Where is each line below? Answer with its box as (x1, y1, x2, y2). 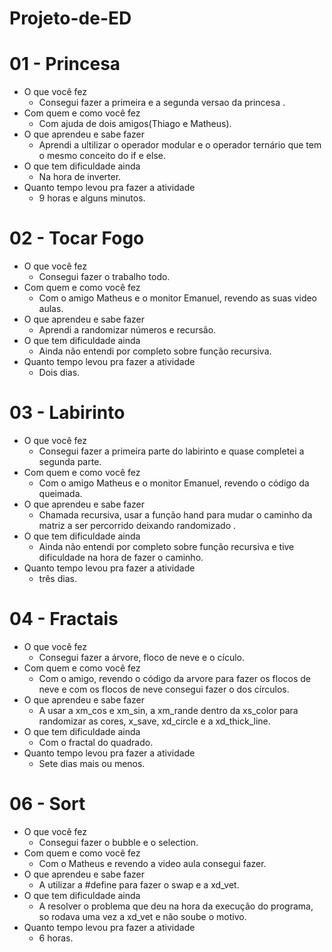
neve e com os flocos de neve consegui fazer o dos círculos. (38, 683, 290, 695)
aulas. (38, 303, 64, 315)
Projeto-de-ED (9, 7, 132, 30)
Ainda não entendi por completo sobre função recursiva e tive (38, 541, 295, 552)
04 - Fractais (9, 608, 119, 631)
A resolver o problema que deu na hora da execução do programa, (38, 900, 314, 912)
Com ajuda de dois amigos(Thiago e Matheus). (38, 118, 232, 130)
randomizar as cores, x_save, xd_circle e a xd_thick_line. (38, 715, 271, 727)
